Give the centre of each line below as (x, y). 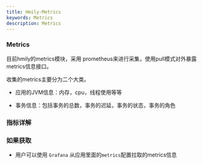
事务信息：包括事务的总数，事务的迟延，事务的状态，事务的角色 (95, 105)
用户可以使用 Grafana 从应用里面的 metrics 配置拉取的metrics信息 (96, 155)
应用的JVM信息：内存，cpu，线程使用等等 (68, 92)
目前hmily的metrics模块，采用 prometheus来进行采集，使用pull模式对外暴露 (101, 59)
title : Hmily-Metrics (34, 12)
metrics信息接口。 (29, 66)
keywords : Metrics (30, 18)
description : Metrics (34, 23)
